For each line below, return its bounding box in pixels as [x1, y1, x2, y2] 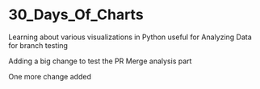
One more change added [8, 71, 91, 81]
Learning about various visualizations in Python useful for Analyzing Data [8, 32, 252, 42]
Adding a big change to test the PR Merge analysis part [8, 56, 192, 66]
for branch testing [8, 40, 69, 50]
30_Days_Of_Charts [8, 6, 144, 24]
